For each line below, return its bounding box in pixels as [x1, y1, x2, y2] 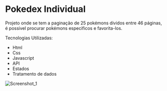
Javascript [12, 55, 34, 61]
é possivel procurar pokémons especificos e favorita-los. [5, 25, 123, 31]
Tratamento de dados [12, 71, 57, 77]
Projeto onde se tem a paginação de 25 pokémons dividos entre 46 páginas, [5, 20, 162, 26]
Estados [12, 66, 29, 72]
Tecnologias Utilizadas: [5, 35, 53, 41]
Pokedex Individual [5, 3, 86, 15]
